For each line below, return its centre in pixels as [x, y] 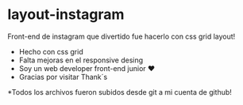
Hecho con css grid [51, 51]
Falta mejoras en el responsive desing [81, 60]
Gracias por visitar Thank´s [63, 77]
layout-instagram [66, 15]
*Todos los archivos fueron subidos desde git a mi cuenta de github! [120, 92]
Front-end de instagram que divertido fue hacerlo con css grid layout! [121, 36]
